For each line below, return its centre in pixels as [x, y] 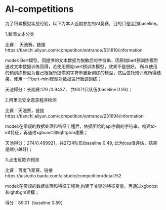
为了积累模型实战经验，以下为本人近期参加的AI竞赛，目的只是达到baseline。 [83, 23]
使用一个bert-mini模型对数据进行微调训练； [58, 79]
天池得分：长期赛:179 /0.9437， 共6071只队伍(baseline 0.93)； [69, 89]
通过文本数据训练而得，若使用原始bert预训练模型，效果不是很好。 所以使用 [81, 66]
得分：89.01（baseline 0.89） [35, 203]
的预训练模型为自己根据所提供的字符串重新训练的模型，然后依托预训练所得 [81, 72]
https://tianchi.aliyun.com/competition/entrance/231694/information [75, 116]
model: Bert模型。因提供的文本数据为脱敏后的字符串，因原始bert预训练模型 [82, 60]
